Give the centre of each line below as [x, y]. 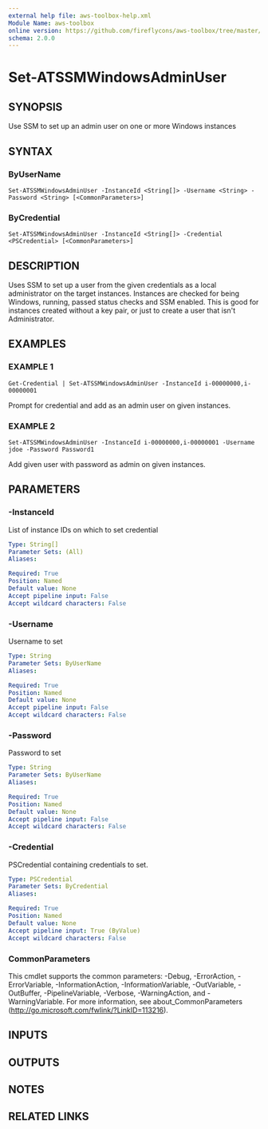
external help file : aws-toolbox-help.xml [80, 16]
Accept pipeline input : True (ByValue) [75, 931]
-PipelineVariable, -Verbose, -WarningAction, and [124, 993]
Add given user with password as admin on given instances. [107, 465]
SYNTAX [31, 152]
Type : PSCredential [41, 879]
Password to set [35, 753]
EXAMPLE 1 [31, 367]
